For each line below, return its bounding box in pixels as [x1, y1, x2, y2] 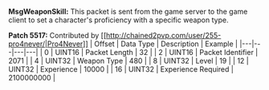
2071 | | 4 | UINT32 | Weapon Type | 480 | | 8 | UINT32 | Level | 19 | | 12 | [8, 56, 249, 65]
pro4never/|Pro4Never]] [8, 39, 88, 49]
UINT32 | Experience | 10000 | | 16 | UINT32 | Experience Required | [8, 65, 234, 74]
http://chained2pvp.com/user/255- [105, 31, 222, 40]
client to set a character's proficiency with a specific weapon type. [8, 15, 229, 25]
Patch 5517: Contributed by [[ [8, 31, 107, 40]
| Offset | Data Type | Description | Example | [89, 39, 238, 49]
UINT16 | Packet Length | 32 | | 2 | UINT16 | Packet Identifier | [55, 48, 259, 57]
